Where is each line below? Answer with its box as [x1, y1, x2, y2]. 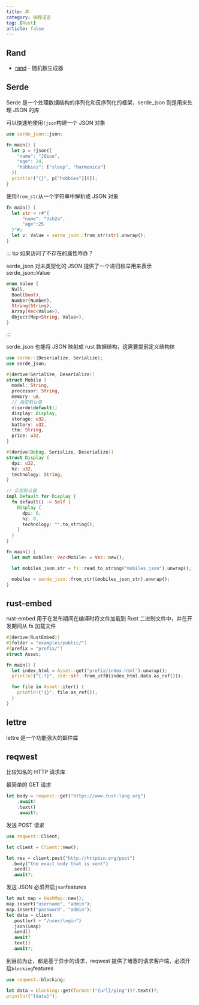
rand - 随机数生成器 [14, 64, 64, 72]
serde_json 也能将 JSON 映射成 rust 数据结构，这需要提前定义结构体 [6, 343, 175, 350]
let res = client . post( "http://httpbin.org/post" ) [6, 855, 135, 861]
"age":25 [22, 221, 44, 227]
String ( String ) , [11, 303, 52, 309]
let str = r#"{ [11, 210, 50, 216]
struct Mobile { [6, 377, 47, 383]
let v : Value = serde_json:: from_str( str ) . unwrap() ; [11, 232, 146, 239]
